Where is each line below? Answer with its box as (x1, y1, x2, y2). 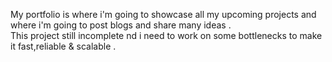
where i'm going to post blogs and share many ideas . (10, 19, 232, 31)
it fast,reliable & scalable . (10, 40, 117, 52)
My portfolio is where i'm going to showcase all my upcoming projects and (10, 9, 317, 20)
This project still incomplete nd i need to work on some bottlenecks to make (10, 30, 323, 41)
